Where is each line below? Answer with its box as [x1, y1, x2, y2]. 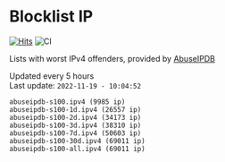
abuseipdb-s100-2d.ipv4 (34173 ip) [9, 113, 142, 122]
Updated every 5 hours [9, 70, 95, 81]
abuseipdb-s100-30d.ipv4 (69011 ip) [9, 136, 146, 145]
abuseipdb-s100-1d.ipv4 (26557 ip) [9, 105, 142, 114]
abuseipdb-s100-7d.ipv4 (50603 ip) [9, 128, 142, 138]
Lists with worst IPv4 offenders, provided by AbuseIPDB [9, 53, 216, 64]
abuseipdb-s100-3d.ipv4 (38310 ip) [9, 121, 142, 130]
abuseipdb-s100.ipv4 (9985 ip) [9, 97, 126, 107]
